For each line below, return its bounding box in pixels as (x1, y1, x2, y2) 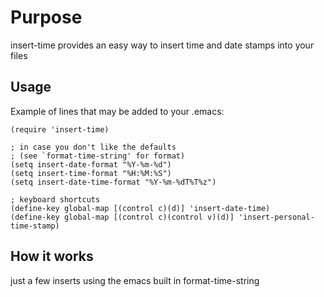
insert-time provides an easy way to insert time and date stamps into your (10, 39, 315, 51)
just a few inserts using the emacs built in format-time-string (10, 274, 260, 286)
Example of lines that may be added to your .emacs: (10, 105, 225, 117)
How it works (10, 248, 94, 265)
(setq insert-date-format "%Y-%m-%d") (10, 159, 172, 170)
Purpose (10, 6, 83, 29)
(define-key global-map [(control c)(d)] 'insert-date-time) (10, 203, 271, 213)
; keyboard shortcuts (10, 194, 101, 205)
